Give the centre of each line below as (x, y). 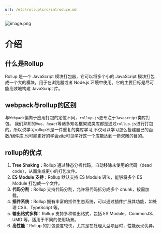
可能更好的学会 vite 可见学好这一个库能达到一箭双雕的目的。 (88, 136)
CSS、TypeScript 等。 (40, 208)
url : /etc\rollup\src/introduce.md (41, 9)
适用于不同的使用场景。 (55, 220)
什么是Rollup (24, 64)
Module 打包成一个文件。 (37, 183)
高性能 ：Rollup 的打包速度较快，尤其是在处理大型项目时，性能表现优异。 (84, 226)
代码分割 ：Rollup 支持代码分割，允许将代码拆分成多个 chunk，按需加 (81, 189)
